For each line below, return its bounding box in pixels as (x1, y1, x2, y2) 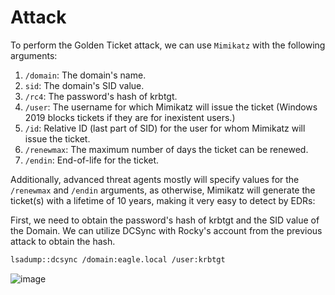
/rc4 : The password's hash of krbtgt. (24, 90, 178, 102)
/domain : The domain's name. (24, 69, 147, 81)
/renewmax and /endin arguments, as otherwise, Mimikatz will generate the (10, 184, 316, 196)
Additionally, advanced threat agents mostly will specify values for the (10, 173, 300, 185)
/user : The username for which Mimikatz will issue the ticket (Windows (24, 101, 318, 113)
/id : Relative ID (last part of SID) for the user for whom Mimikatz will (24, 122, 306, 134)
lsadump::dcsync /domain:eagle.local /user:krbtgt (10, 254, 226, 265)
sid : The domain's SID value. (24, 79, 145, 91)
